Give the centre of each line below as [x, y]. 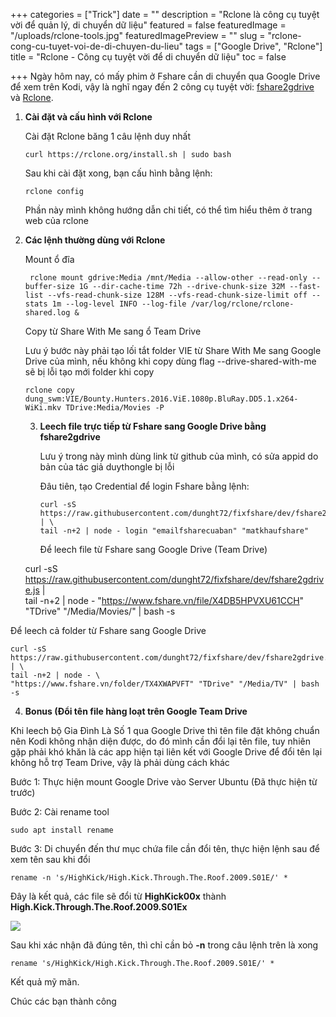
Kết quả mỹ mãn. [45, 982]
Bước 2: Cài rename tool [60, 812]
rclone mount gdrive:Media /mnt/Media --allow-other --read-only [168, 278]
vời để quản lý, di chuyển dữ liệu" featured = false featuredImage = [148, 25]
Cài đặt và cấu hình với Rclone [88, 117]
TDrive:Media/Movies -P [115, 408]
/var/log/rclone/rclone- [242, 304]
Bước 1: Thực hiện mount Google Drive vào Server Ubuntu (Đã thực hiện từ [164, 782]
